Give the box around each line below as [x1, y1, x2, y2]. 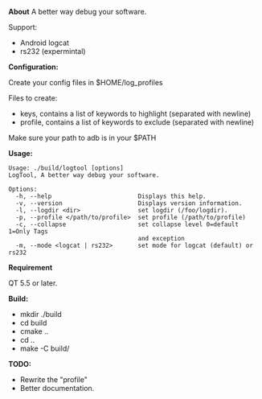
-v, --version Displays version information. [15, 199, 243, 208]
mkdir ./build [19, 310, 62, 319]
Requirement [8, 263, 53, 272]
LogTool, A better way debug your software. [8, 171, 160, 179]
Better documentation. [19, 384, 95, 393]
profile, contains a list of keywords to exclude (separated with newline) [19, 117, 255, 127]
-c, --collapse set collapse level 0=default [15, 220, 239, 228]
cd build [19, 318, 47, 327]
